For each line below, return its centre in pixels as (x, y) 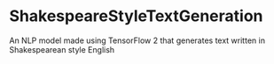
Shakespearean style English (62, 49)
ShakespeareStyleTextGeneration (136, 16)
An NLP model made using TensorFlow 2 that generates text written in (137, 40)
